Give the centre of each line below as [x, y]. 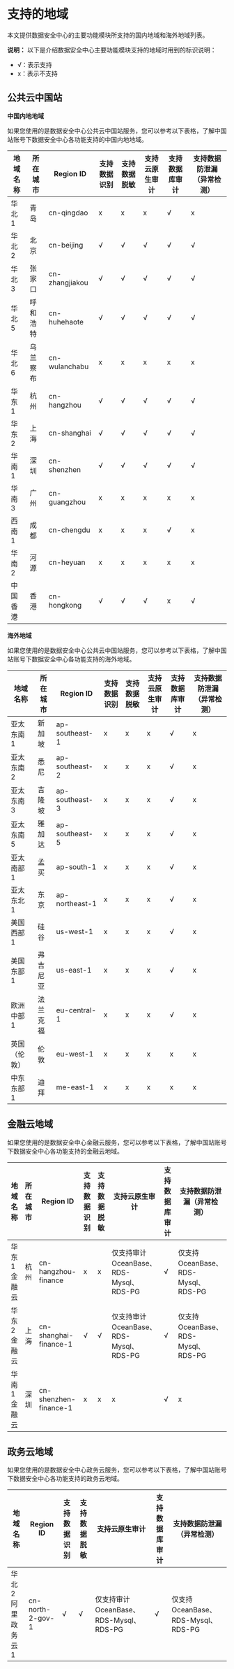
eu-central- [76, 1010]
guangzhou [67, 502]
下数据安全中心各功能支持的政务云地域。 [65, 1479]
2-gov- [41, 1618]
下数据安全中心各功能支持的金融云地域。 [65, 1151]
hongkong [65, 605]
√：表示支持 [34, 64]
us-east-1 [74, 970]
